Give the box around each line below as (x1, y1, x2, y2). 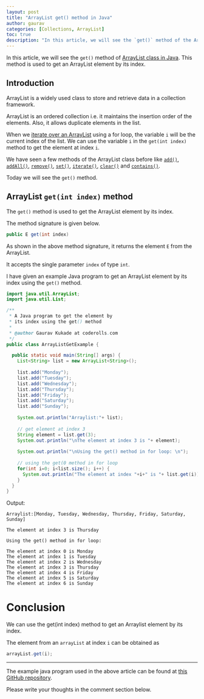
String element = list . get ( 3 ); (17, 431, 97, 438)
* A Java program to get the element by (8, 313, 113, 319)
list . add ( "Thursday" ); (17, 386, 75, 392)
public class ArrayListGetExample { (6, 341, 99, 347)
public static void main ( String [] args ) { (12, 352, 121, 358)
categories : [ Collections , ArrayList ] (6, 26, 104, 32)
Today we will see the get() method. (6, 174, 98, 181)
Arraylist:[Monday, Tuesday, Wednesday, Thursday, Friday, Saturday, (6, 511, 186, 517)
